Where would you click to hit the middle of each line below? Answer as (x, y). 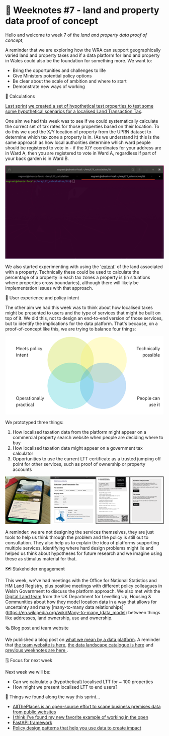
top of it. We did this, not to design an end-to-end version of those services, (84, 318)
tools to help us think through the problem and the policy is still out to (77, 537)
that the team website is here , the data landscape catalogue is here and (79, 645)
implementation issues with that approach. (49, 288)
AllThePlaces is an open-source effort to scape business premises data (87, 706)
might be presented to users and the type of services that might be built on (83, 313)
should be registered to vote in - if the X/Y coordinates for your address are (83, 147)
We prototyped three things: (34, 422)
